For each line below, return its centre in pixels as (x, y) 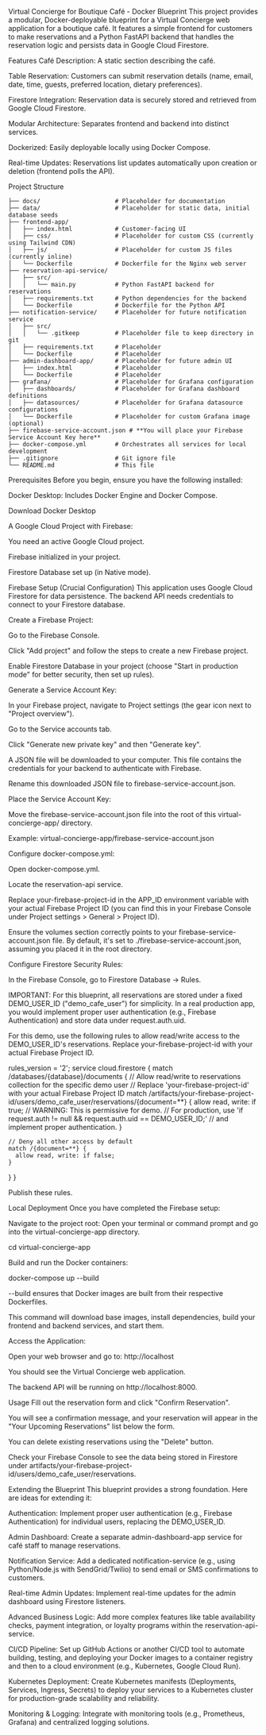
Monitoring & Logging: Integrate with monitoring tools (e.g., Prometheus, (127, 1714)
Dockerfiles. (28, 1302)
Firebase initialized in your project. (65, 557)
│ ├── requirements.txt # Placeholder (85, 347)
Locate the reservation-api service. (66, 884)
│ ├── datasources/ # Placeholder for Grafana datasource (126, 403)
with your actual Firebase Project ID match (78, 1093)
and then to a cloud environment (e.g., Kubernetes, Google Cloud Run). (124, 1666)
